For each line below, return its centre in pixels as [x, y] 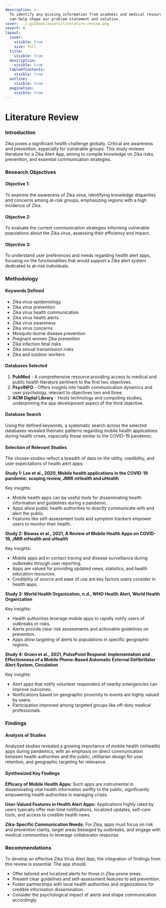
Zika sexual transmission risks [43, 349]
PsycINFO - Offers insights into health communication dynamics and [82, 387]
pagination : [22, 88]
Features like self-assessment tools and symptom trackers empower [82, 519]
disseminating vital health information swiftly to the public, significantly [77, 790]
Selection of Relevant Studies [36, 447]
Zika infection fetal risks [37, 344]
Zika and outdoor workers [39, 354]
